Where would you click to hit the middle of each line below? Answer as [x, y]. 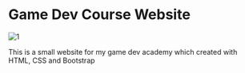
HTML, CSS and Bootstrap [52, 60]
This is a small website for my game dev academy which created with [123, 52]
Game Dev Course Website [99, 15]
